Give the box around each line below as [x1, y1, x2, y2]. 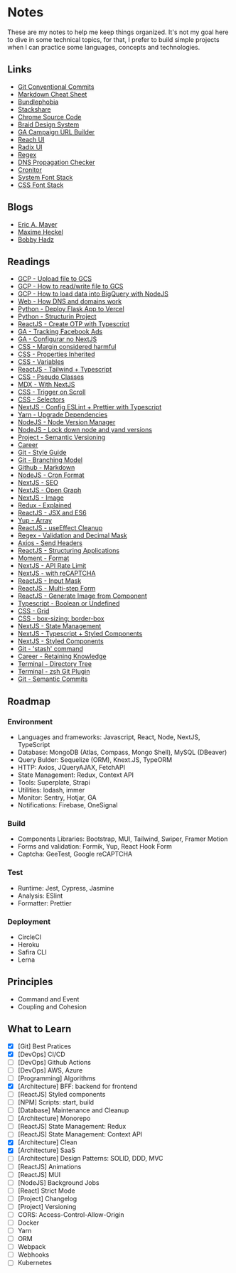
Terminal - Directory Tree [17, 660, 92, 668]
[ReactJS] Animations [17, 1162, 82, 1171]
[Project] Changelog [17, 1194, 77, 1203]
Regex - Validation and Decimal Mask [17, 531, 128, 540]
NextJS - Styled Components [17, 637, 104, 645]
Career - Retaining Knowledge [17, 652, 107, 661]
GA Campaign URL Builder [17, 127, 95, 136]
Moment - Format [17, 554, 70, 562]
